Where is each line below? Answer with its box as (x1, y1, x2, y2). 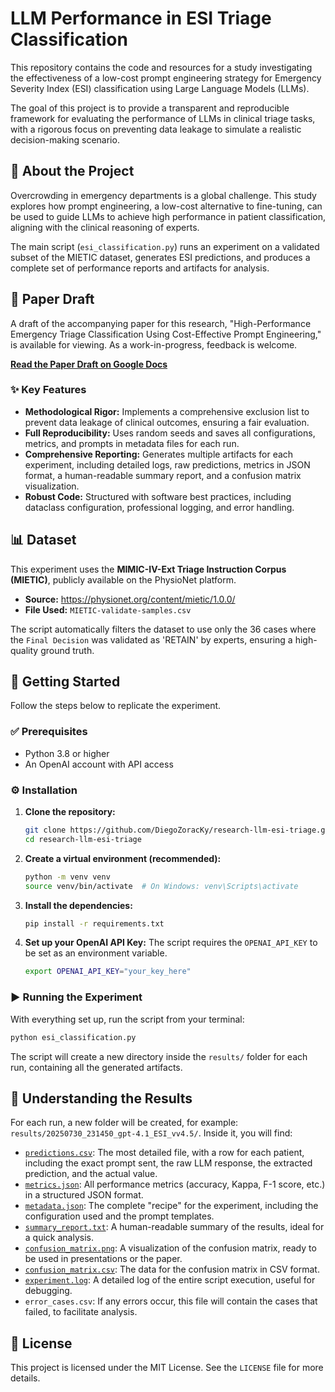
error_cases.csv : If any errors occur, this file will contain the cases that (24, 1295, 318, 1307)
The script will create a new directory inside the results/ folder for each (10, 1050, 308, 1062)
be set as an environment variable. (24, 947, 168, 959)
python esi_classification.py (10, 1032, 137, 1042)
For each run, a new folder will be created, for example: (10, 1117, 239, 1129)
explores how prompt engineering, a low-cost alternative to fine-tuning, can (10, 200, 323, 212)
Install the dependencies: (24, 899, 133, 911)
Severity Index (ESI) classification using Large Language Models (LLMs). (10, 82, 310, 94)
